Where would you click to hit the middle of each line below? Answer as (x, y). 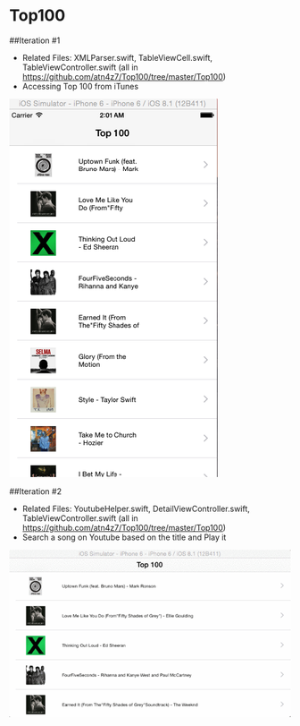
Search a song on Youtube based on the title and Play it (124, 537)
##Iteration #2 (36, 491)
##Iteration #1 (35, 40)
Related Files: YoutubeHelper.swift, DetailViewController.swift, (136, 508)
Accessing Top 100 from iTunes (80, 86)
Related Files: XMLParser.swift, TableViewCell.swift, (117, 57)
